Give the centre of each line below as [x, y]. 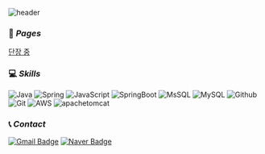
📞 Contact [27, 123]
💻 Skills [25, 74]
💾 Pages [25, 33]
